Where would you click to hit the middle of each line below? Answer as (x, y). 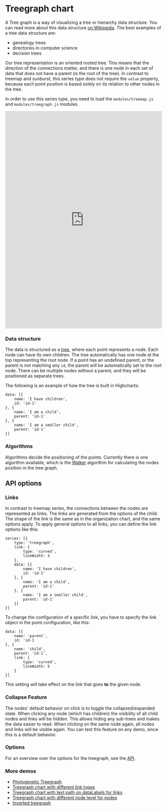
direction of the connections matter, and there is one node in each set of (79, 68)
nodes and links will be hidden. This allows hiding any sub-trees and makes (83, 719)
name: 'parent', (31, 636)
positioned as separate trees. (35, 376)
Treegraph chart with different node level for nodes (65, 798)
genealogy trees (29, 42)
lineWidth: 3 (37, 556)
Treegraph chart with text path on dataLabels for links (67, 793)
